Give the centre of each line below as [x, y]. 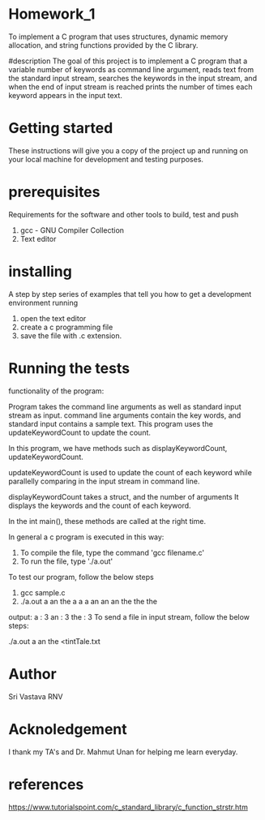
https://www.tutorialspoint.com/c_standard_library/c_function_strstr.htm [128, 807]
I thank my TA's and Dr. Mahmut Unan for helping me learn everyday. [123, 752]
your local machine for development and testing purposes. [106, 159]
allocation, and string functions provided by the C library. [103, 45]
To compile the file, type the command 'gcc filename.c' [112, 552]
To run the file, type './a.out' [66, 561]
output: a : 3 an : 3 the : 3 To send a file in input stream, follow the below [129, 616]
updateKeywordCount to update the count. [80, 432]
